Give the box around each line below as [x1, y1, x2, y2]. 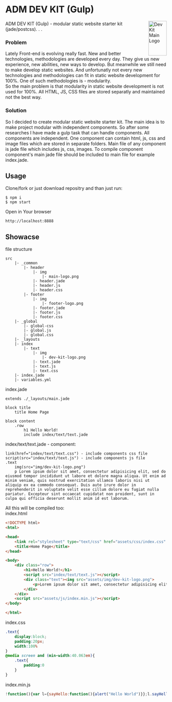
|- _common [14, 261, 38, 266]
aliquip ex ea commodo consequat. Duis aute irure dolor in [5, 482, 137, 488]
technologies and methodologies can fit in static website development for [5, 72, 160, 79]
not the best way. [5, 94, 42, 101]
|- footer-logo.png [41, 301, 83, 306]
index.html [5, 511, 28, 517]
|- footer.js [32, 310, 60, 315]
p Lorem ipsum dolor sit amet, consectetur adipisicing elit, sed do [14, 469, 166, 474]
